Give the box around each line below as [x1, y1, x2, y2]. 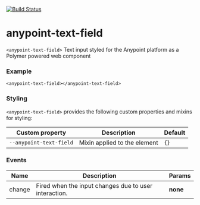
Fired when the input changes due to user [36, 181, 153, 190]
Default [164, 128, 186, 137]
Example [6, 67, 32, 75]
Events [6, 156, 27, 165]
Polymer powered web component [6, 52, 91, 59]
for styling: [6, 114, 33, 121]
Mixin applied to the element [79, 138, 159, 147]
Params [168, 171, 191, 179]
